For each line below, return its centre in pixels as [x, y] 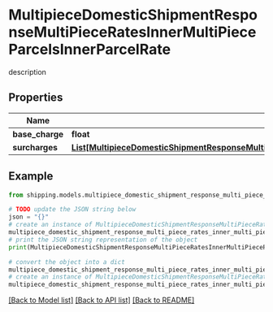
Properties [36, 98]
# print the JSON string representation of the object [103, 240]
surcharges [35, 147]
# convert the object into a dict [67, 262]
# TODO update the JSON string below [72, 210]
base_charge [38, 134]
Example [31, 176]
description [28, 71]
